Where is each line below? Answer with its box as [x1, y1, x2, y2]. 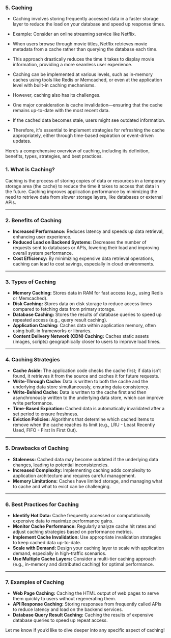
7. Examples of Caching [5, 579, 65, 586]
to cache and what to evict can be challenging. [12, 483, 111, 489]
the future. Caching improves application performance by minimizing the [5, 188, 158, 195]
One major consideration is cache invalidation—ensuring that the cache [12, 102, 163, 108]
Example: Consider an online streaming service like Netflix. [12, 31, 136, 37]
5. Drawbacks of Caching [5, 445, 69, 452]
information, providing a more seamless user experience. [12, 62, 132, 68]
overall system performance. [12, 250, 73, 256]
